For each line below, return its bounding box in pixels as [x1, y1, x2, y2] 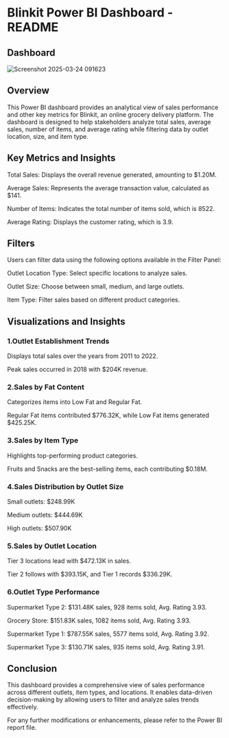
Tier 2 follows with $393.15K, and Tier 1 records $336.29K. [7, 570, 173, 579]
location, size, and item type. [7, 132, 89, 140]
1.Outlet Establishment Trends [7, 336, 110, 346]
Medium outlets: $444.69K [7, 511, 83, 519]
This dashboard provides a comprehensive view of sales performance [7, 681, 205, 689]
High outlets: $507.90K [7, 524, 72, 533]
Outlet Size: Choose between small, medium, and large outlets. [7, 282, 185, 291]
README [7, 19, 59, 35]
